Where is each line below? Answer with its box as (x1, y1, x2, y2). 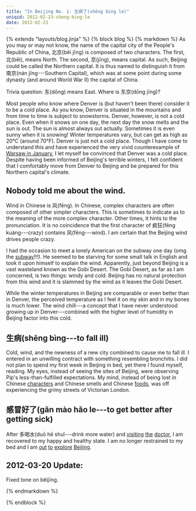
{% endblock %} (6, 499, 46, 506)
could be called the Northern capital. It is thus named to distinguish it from (6, 63, 185, 70)
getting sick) (6, 414, 53, 424)
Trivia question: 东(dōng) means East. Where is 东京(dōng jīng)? (6, 89, 161, 96)
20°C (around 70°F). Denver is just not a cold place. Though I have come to (6, 137, 188, 144)
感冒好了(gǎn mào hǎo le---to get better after (6, 405, 173, 415)
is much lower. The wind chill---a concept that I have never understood (6, 302, 178, 309)
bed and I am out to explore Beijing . (6, 444, 92, 451)
